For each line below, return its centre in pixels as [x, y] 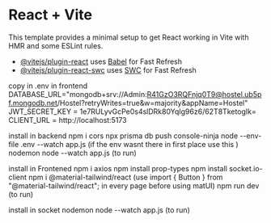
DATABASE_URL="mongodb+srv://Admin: [78, 94]
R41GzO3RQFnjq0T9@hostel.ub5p [204, 94]
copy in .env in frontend [48, 86]
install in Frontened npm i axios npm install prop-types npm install [118, 168]
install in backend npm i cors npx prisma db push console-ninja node [123, 136]
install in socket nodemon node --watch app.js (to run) [99, 210]
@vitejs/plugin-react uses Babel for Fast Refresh [101, 61]
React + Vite [51, 15]
